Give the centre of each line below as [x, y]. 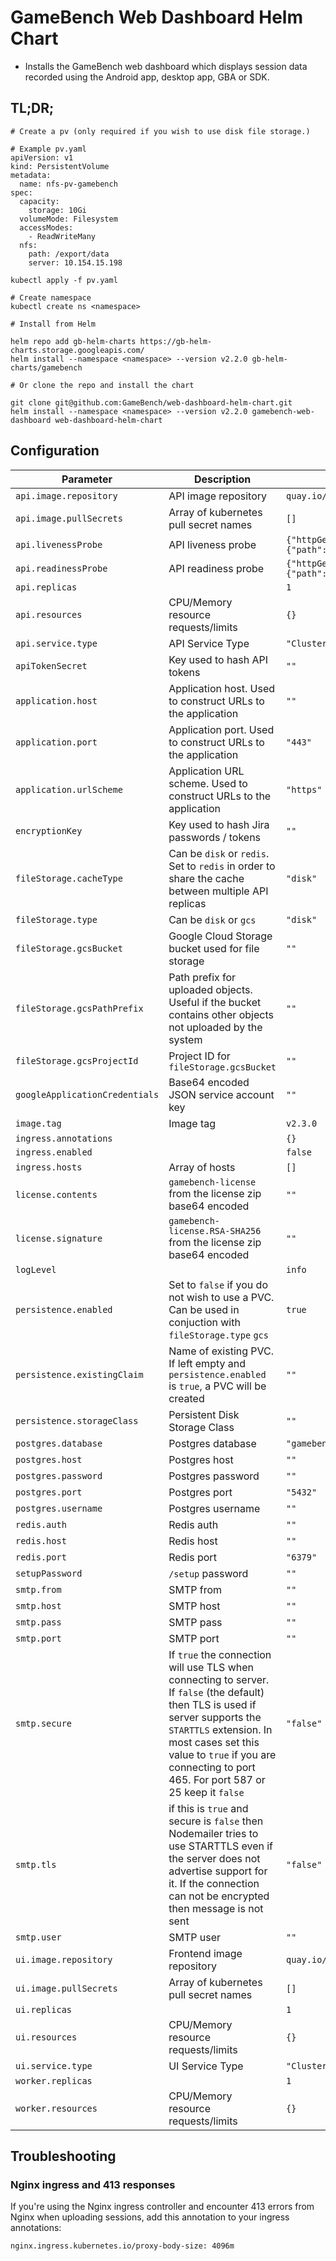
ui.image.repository [64, 1959]
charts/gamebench [46, 367]
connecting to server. [219, 1679]
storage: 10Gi [57, 210]
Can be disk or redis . [219, 853]
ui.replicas [44, 2009]
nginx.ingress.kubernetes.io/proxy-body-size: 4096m [122, 2246]
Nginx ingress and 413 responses [93, 2184]
